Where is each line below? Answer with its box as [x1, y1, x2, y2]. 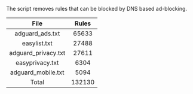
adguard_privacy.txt [9, 49, 66, 57]
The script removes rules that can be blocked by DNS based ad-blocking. [6, 5, 187, 12]
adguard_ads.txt [14, 29, 60, 38]
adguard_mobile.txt [10, 68, 65, 77]
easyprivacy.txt [16, 59, 59, 66]
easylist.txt [22, 39, 53, 47]
